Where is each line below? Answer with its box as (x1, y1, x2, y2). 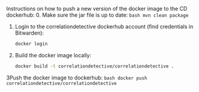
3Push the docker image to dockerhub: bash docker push (6, 74, 147, 81)
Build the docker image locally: (14, 51, 91, 59)
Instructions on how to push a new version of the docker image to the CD (6, 5, 188, 12)
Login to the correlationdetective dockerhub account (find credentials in (14, 23, 194, 30)
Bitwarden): (14, 29, 44, 36)
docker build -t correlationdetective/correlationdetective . (14, 63, 174, 69)
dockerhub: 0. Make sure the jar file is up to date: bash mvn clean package (6, 11, 189, 19)
